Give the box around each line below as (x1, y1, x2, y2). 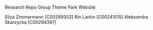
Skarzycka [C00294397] (5, 19, 56, 25)
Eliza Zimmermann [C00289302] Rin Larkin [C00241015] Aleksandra (5, 14, 148, 19)
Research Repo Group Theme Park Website (5, 4, 96, 10)
